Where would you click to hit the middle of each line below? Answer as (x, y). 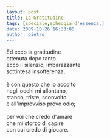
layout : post (23, 12)
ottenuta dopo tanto (31, 59)
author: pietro (26, 35)
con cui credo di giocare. (37, 130)
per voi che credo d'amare (40, 117)
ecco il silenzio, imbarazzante (43, 65)
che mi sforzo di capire (35, 123)
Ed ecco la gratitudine (34, 52)
